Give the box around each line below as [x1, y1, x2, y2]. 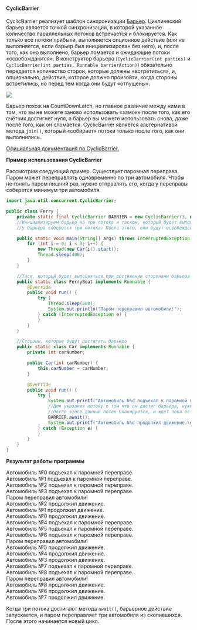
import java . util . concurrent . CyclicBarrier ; [6, 198, 117, 204]
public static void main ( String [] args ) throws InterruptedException [16, 235, 191, 241]
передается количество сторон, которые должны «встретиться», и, [6, 68, 177, 75]
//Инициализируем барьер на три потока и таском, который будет [16, 219, 177, 225]
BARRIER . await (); [47, 414, 91, 420]
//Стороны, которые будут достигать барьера [16, 338, 127, 345]
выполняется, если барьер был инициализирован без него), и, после [6, 43, 179, 50]
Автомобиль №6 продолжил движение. [6, 588, 106, 595]
